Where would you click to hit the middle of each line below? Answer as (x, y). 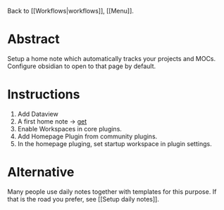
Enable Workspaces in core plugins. (69, 129)
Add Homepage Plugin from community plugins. (87, 136)
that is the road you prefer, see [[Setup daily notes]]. (83, 199)
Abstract (33, 39)
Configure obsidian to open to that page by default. (82, 66)
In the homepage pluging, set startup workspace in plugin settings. (115, 143)
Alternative (41, 172)
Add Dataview (38, 114)
